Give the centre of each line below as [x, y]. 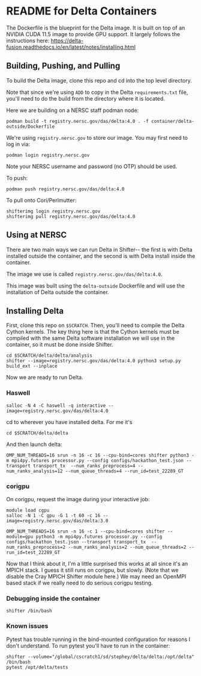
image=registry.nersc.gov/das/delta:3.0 [58, 521]
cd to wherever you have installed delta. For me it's [69, 422]
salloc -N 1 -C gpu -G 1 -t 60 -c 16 [53, 515]
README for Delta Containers [82, 11]
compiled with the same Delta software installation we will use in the [91, 338]
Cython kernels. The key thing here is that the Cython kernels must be [93, 332]
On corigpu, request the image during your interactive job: [78, 499]
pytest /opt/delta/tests [37, 667]
